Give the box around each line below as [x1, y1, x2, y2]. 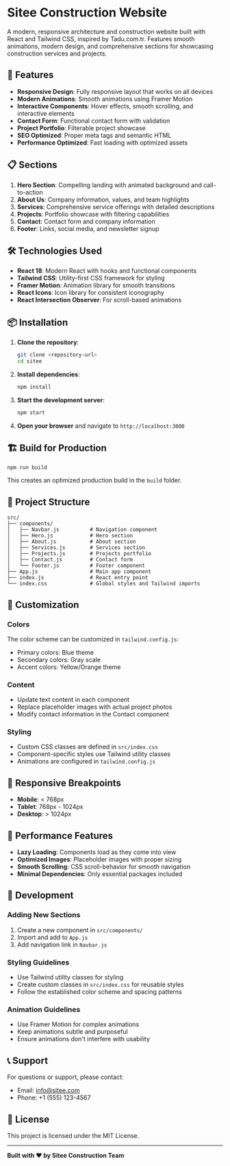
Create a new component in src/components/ [16, 925, 143, 934]
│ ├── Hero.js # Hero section [7, 533, 133, 539]
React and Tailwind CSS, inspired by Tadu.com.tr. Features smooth [7, 34, 195, 42]
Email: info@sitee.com [16, 1086, 80, 1095]
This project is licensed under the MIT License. [7, 1132, 140, 1139]
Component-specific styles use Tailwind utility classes [16, 750, 171, 758]
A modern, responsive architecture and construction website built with [7, 27, 205, 36]
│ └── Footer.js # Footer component [7, 562, 146, 570]
